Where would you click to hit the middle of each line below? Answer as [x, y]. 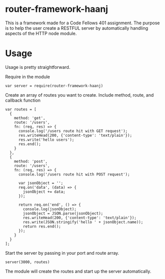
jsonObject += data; [44, 192]
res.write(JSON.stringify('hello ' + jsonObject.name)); [83, 222]
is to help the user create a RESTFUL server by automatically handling [77, 28]
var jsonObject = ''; [41, 183]
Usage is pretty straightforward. [38, 67]
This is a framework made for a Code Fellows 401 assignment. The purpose [82, 23]
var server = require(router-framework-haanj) [54, 86]
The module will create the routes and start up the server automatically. [78, 271]
